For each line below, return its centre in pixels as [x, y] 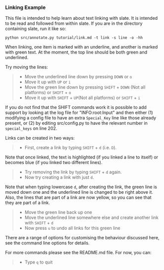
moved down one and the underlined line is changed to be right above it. [79, 192]
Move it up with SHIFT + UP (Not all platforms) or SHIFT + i [82, 98]
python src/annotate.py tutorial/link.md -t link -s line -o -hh [74, 38]
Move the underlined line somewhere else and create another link [91, 217]
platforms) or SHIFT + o [48, 93]
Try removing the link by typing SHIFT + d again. [73, 172]
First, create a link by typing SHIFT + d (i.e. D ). [71, 148]
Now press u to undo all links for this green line [72, 228]
